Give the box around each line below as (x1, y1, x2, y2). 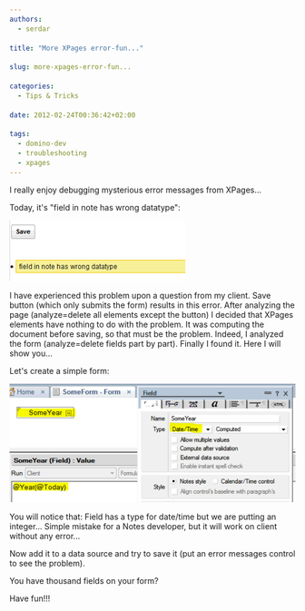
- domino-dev (17, 139, 67, 149)
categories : (9, 82, 54, 91)
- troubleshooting (17, 149, 88, 158)
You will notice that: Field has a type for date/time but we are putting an (9, 511, 277, 522)
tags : (9, 130, 30, 139)
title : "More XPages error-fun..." (9, 44, 144, 53)
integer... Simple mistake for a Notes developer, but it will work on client (9, 520, 278, 531)
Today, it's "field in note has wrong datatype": (9, 202, 182, 212)
